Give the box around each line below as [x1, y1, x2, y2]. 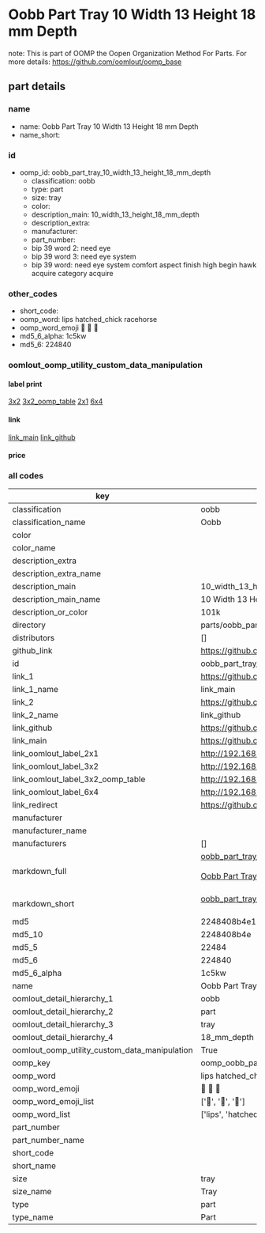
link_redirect [12, 800, 58, 811]
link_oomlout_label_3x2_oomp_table [12, 773, 146, 785]
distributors [12, 633, 55, 644]
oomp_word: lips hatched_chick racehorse [19, 315, 158, 324]
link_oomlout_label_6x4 [12, 787, 99, 798]
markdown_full [12, 866, 67, 877]
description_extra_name [12, 568, 101, 579]
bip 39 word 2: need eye [31, 243, 111, 252]
